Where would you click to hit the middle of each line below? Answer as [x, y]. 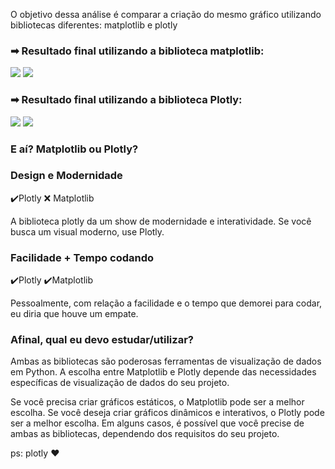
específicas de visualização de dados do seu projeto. [120, 383]
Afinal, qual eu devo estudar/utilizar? [102, 340]
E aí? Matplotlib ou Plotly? [74, 149]
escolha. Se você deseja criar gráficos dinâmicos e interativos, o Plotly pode [167, 413]
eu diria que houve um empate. [74, 314]
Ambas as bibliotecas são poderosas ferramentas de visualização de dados [166, 361]
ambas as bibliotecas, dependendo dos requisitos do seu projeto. [145, 434]
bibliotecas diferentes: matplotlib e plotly [94, 25]
